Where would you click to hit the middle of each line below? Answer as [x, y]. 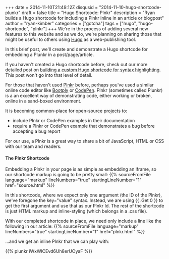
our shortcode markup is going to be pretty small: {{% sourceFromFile [78, 175]
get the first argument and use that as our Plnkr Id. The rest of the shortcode [85, 206]
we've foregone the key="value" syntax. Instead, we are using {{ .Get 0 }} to [84, 200]
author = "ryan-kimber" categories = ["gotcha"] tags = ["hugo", [71, 23]
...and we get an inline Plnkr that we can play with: [57, 241]
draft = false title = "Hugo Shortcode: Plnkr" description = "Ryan [88, 13]
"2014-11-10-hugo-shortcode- [130, 7]
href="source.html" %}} [30, 185]
